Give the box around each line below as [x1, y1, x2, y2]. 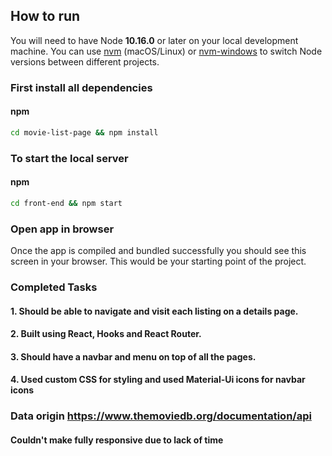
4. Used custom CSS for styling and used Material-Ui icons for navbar [10, 374, 306, 386]
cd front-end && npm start [10, 198, 123, 208]
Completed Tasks [10, 280, 98, 294]
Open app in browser [10, 222, 115, 236]
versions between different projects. [10, 55, 160, 68]
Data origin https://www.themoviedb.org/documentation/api [10, 409, 312, 423]
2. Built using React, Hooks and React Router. [10, 328, 202, 340]
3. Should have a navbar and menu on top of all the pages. [10, 350, 257, 363]
